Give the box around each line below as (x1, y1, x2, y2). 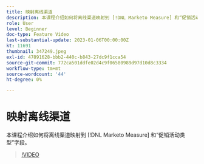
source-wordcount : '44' (6, 71, 67, 77)
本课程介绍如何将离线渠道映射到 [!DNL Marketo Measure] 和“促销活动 (6, 131, 180, 138)
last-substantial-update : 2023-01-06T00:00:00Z (6, 37, 129, 43)
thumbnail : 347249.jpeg (6, 49, 67, 55)
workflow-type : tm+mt (6, 65, 61, 72)
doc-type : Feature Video (6, 32, 69, 38)
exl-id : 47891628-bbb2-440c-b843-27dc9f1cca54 (6, 54, 126, 60)
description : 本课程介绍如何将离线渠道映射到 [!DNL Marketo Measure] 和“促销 (6, 15, 191, 21)
